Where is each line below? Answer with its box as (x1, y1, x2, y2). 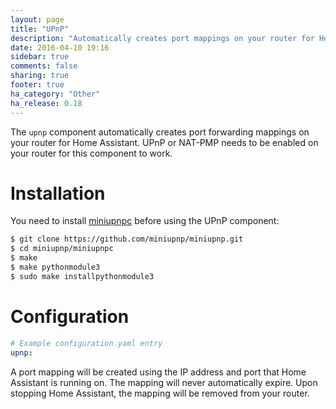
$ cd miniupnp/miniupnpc (10, 244, 114, 254)
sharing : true (10, 71, 70, 81)
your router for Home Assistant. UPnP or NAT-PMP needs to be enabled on (10, 136, 319, 148)
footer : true (10, 80, 65, 90)
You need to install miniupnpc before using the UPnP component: (10, 215, 280, 227)
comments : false (10, 61, 78, 71)
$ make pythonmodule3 (10, 262, 101, 273)
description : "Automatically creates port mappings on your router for (10, 33, 315, 43)
